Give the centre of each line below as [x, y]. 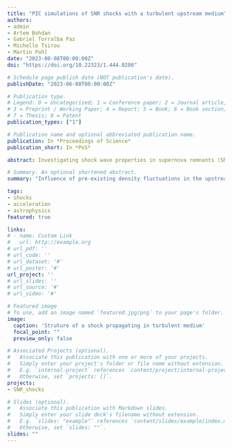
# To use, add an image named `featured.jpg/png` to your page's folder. [116, 312]
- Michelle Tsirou [33, 46]
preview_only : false [43, 338]
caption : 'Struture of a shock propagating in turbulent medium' [109, 326]
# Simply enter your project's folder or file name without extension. [116, 364]
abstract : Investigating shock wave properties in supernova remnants [111, 160]
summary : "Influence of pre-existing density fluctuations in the [105, 179]
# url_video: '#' [32, 294]
